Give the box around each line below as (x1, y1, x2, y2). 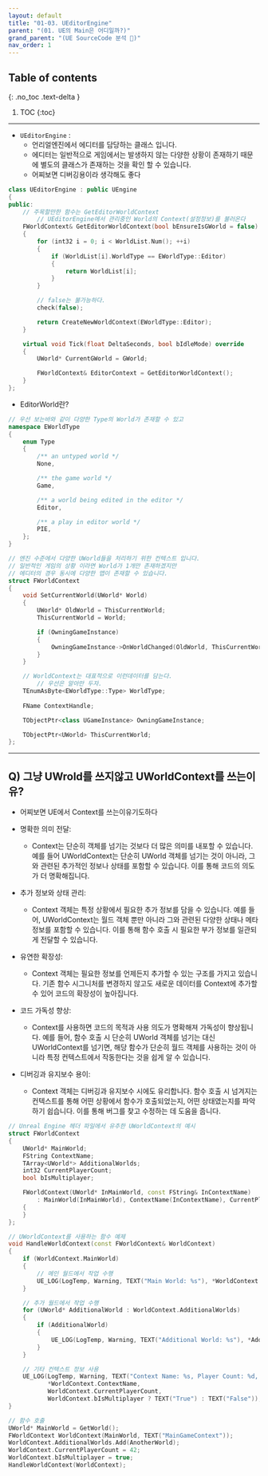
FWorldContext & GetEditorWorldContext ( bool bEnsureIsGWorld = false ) (22, 222, 259, 231)
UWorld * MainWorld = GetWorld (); (8, 1424, 120, 1432)
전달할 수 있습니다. (40, 935, 98, 945)
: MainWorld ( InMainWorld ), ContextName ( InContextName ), (37, 1196, 227, 1204)
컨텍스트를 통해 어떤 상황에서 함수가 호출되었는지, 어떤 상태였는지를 (31, 1096, 241, 1106)
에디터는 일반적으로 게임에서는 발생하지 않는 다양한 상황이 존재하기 (31, 149, 239, 159)
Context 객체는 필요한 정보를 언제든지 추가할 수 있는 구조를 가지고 (31, 969, 237, 978)
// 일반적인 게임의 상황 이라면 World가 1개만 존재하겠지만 (8, 561, 177, 570)
